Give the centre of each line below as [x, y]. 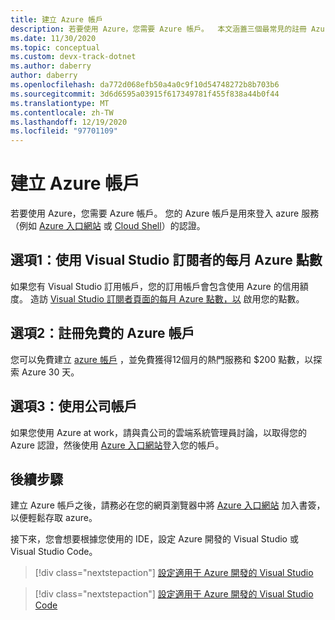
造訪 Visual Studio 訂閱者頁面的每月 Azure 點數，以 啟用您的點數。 [167, 298]
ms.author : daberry [51, 66]
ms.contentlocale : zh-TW [62, 112]
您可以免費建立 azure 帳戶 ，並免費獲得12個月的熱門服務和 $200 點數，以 [162, 359]
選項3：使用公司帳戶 [74, 406]
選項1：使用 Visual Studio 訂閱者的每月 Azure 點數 [166, 260]
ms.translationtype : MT [60, 103]
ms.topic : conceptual [55, 47]
